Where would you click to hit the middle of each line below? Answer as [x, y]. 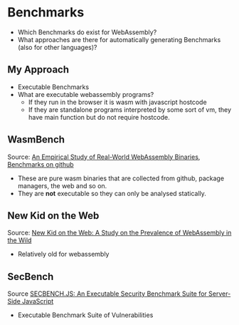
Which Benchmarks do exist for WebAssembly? [87, 32]
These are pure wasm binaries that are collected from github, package [121, 178]
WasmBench [36, 140]
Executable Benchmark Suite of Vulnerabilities [85, 315]
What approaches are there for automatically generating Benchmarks [119, 39]
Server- [220, 294]
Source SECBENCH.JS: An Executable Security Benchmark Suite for [107, 294]
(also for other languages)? [57, 47]
